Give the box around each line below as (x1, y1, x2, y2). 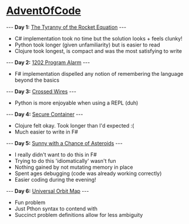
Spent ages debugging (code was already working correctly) (14, 169, 162, 177)
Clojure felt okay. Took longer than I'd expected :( (14, 122, 134, 129)
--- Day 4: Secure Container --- (6, 111, 83, 118)
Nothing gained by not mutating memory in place (14, 163, 133, 170)
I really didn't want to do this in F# (14, 151, 97, 158)
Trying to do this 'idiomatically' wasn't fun (14, 157, 116, 164)
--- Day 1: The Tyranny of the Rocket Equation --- (6, 24, 127, 31)
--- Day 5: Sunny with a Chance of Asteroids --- (6, 139, 123, 146)
